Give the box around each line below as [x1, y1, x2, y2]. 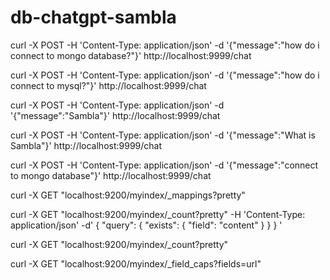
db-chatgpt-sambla [10, 6, 177, 29]
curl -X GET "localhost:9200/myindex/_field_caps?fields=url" [10, 257, 262, 270]
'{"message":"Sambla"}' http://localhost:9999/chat [10, 109, 221, 121]
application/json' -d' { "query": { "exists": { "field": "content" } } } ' [10, 219, 283, 231]
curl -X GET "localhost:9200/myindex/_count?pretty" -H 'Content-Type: [10, 208, 306, 220]
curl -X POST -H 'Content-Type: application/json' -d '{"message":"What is [10, 129, 316, 141]
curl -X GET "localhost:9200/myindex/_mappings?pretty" [10, 189, 246, 201]
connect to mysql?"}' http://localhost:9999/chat [10, 79, 207, 91]
